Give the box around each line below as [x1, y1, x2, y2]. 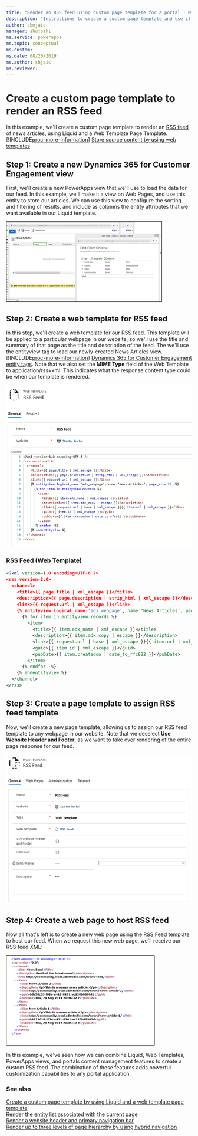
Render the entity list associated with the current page [6, 1111, 138, 1118]
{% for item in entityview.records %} [21, 614, 117, 620]
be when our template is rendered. [6, 373, 90, 380]
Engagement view [6, 169, 74, 179]
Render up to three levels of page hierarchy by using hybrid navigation [6, 1124, 177, 1131]
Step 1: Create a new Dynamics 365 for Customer [6, 159, 190, 169]
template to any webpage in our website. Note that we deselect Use [6, 730, 171, 737]
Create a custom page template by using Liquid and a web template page [6, 1098, 184, 1105]
